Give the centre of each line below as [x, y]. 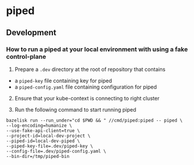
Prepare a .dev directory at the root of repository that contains [90, 69]
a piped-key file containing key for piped [63, 80]
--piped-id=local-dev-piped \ [43, 141]
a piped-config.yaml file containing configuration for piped [86, 87]
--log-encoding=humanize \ [39, 125]
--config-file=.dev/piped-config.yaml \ [56, 151]
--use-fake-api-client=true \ [43, 130]
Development [31, 33]
